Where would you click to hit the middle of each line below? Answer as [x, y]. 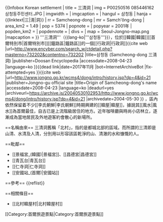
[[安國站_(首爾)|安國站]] [36, 172]
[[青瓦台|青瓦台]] [29, 160]
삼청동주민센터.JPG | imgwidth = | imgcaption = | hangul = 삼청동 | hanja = [78, 14]
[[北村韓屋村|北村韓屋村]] [37, 204]
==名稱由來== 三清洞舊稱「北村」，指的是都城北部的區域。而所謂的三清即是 [81, 127]
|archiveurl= [17, 93]
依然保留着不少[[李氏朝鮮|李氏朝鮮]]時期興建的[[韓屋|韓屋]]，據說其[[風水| [79, 105]
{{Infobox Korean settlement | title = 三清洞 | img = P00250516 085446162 [80, 8]
